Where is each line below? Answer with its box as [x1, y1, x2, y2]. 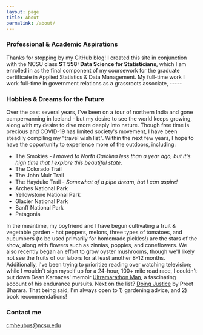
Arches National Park [15, 184, 68, 191]
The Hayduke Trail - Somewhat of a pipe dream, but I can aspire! [15, 178, 178, 185]
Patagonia [15, 210, 41, 217]
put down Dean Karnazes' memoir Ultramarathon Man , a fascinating [6, 273, 176, 280]
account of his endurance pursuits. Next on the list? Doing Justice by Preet [6, 280, 194, 287]
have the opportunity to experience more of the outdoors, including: [6, 141, 176, 148]
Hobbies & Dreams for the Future [6, 95, 105, 103]
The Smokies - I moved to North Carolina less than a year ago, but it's [15, 152, 191, 159]
